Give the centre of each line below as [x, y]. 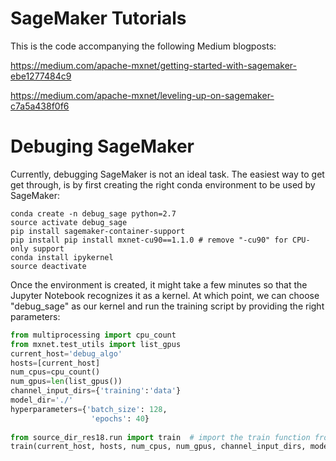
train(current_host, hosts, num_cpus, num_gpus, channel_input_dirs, [158, 447]
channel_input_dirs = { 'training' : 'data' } [96, 391]
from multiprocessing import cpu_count [93, 335]
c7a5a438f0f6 [40, 106]
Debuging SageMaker [102, 146]
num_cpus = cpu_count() [55, 372]
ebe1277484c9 [41, 76]
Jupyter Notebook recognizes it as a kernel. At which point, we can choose [165, 295]
